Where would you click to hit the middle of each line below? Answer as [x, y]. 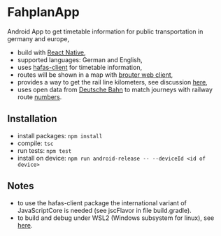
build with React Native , [51, 52]
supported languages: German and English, [80, 59]
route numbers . [40, 97]
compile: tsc [35, 143]
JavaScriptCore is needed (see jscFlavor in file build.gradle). [105, 210]
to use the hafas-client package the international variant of [102, 202]
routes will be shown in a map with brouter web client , [95, 75]
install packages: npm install [60, 135]
